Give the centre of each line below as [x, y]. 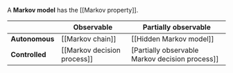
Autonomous [33, 39]
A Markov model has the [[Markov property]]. [73, 10]
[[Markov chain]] [89, 39]
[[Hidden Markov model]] [173, 39]
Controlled [28, 55]
